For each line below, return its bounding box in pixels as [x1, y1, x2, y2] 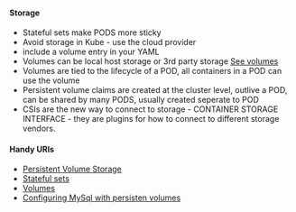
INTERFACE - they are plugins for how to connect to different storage [22, 114, 280, 124]
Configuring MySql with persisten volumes [22, 192, 181, 203]
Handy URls [9, 143, 55, 154]
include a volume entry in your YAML [22, 46, 160, 58]
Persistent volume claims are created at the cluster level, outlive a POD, [22, 85, 288, 96]
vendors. [22, 123, 56, 134]
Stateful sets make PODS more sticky [22, 27, 162, 38]
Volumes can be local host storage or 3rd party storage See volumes [22, 56, 279, 67]
